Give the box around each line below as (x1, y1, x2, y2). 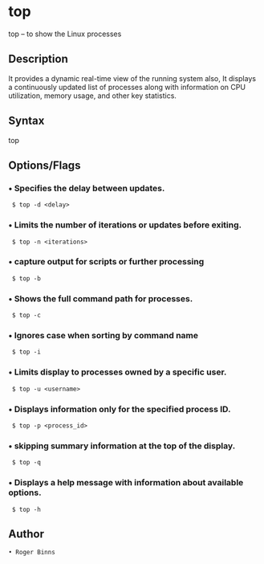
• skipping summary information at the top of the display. (8, 440, 236, 452)
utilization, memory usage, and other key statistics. (8, 91, 177, 100)
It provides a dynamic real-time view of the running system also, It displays (8, 73, 257, 83)
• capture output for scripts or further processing (8, 256, 205, 268)
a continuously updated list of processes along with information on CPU (8, 82, 246, 92)
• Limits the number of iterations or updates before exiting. (8, 219, 242, 231)
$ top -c (11, 312, 42, 320)
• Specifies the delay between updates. (8, 182, 165, 194)
